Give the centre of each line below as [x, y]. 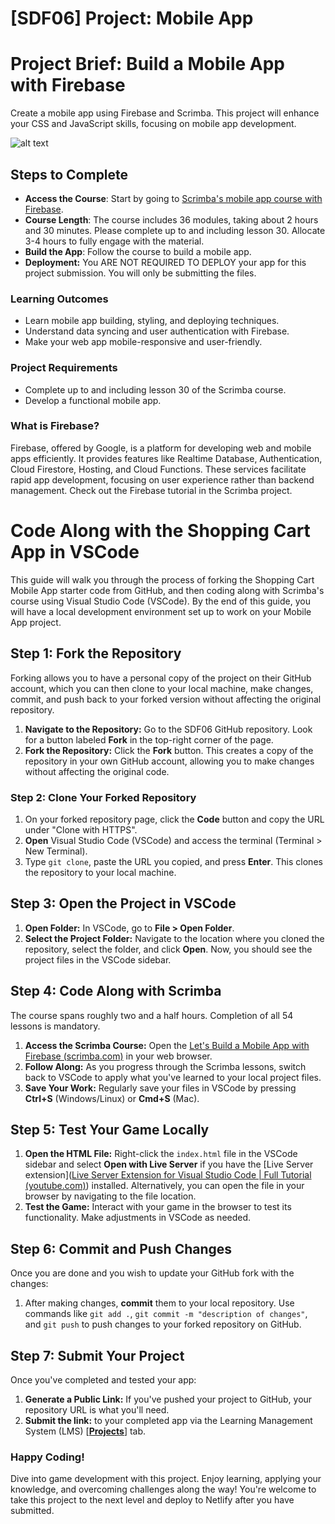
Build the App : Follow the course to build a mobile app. [138, 251]
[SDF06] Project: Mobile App [132, 18]
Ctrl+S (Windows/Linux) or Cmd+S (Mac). [112, 1098]
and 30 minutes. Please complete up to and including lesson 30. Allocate [175, 230]
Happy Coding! [47, 1457]
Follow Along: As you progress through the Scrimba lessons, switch [165, 1066]
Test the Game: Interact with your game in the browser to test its [158, 1207]
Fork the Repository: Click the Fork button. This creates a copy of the [169, 750]
